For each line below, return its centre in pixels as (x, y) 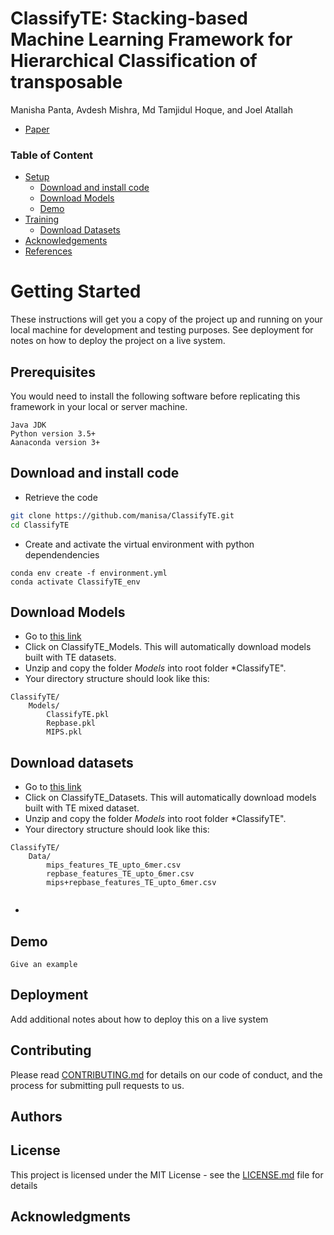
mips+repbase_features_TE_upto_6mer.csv (131, 883)
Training (42, 219)
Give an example (44, 964)
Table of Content (52, 155)
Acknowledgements (66, 241)
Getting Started (76, 291)
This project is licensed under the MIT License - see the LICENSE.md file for (167, 1174)
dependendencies (62, 554)
